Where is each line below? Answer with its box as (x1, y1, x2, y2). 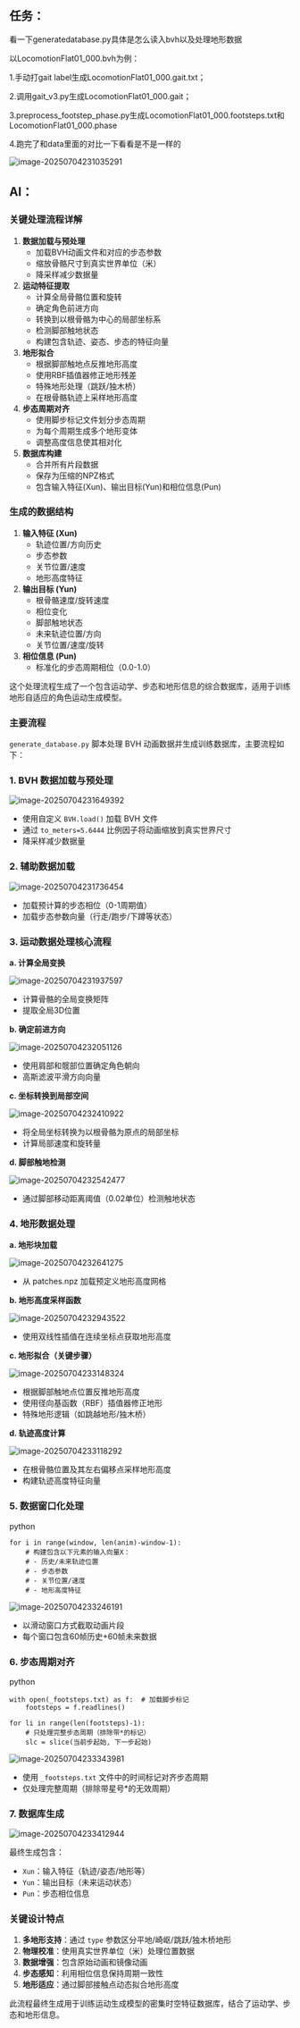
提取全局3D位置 (21, 1005, 80, 1015)
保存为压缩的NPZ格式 (35, 470, 114, 481)
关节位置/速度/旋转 (35, 639, 104, 650)
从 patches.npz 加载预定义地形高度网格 (21, 1276, 167, 1287)
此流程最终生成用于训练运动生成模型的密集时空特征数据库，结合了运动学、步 (9, 1999, 291, 2009)
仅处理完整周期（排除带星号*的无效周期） (21, 1782, 176, 1794)
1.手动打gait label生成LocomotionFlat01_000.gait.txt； (9, 72, 206, 82)
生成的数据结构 (9, 506, 74, 518)
